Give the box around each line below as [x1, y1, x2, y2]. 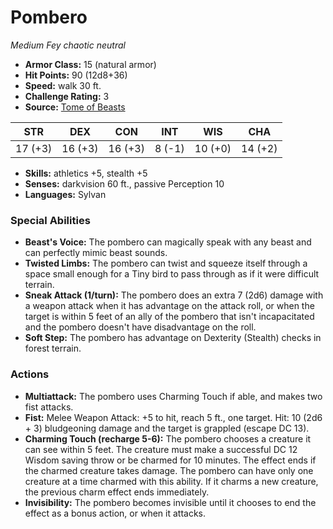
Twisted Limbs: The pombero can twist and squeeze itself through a [24, 257, 308, 270]
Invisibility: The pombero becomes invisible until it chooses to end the [24, 496, 317, 508]
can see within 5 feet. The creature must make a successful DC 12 [24, 443, 298, 455]
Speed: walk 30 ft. [24, 79, 102, 91]
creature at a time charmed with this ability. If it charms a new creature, [24, 475, 319, 487]
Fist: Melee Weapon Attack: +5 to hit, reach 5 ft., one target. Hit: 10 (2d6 [24, 411, 323, 423]
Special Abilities [10, 213, 91, 227]
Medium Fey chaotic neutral [10, 39, 126, 51]
